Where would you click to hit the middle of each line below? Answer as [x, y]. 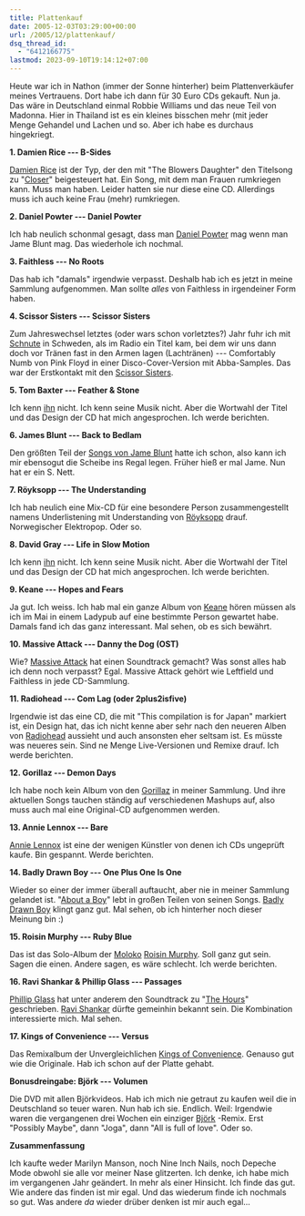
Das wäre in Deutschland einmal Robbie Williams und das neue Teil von [143, 105]
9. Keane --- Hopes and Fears [67, 589]
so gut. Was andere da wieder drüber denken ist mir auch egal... [130, 1202]
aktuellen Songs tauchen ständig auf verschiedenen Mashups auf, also [142, 800]
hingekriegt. [32, 134]
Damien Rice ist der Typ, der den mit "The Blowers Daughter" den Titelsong [151, 170]
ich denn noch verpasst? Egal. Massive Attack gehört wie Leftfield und [142, 671]
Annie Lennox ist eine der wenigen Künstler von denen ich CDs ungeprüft [147, 845]
